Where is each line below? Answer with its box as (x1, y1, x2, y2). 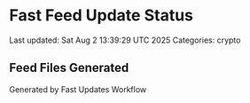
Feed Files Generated (9, 60, 129, 75)
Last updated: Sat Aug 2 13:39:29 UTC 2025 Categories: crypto (9, 35, 241, 45)
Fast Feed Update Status (9, 5, 193, 26)
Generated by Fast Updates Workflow (9, 83, 147, 94)
